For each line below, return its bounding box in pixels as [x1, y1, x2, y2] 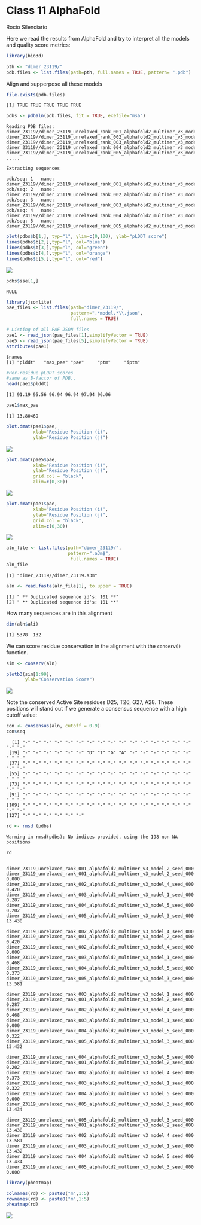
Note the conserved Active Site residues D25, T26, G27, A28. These [6, 699, 173, 706]
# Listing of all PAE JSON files [6, 327, 90, 333]
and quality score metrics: [6, 41, 71, 48]
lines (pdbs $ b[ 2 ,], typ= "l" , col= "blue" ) [6, 239, 106, 245]
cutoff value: [6, 711, 38, 718]
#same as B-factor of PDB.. [6, 375, 77, 382]
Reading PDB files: [6, 124, 55, 130]
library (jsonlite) [6, 299, 52, 305]
